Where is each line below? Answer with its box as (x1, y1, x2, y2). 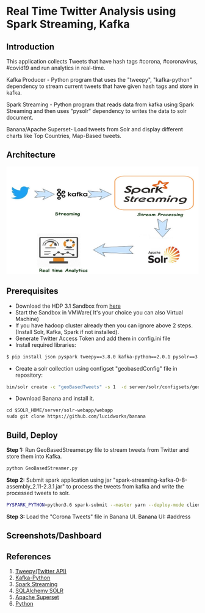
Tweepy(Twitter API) (15, 568, 67, 575)
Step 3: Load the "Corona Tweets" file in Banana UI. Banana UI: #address (6, 513, 191, 520)
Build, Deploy (6, 430, 58, 440)
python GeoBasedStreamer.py (6, 465, 78, 471)
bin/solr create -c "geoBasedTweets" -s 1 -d (6, 383, 127, 390)
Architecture (6, 150, 56, 160)
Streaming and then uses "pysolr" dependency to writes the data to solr (6, 107, 187, 114)
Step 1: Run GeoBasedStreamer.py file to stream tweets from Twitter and (6, 446, 189, 454)
